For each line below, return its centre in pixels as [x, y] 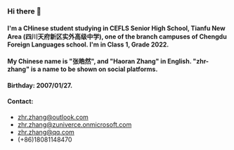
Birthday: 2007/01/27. [40, 85]
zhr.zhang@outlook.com [53, 117]
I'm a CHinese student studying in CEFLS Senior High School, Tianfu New [117, 28]
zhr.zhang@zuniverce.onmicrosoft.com [74, 124]
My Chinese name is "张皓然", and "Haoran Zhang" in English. [99, 61]
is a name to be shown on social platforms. [94, 69]
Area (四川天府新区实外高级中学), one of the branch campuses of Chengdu [117, 36]
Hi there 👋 [25, 11]
